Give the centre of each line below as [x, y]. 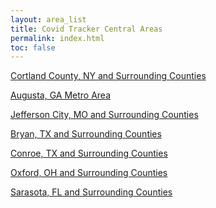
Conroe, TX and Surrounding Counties [89, 153]
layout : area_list [48, 19]
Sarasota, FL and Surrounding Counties [91, 192]
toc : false [33, 47]
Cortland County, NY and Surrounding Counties [108, 76]
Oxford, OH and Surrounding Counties [89, 173]
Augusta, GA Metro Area [61, 95]
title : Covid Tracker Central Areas [86, 29]
